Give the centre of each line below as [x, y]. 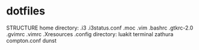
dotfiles [26, 11]
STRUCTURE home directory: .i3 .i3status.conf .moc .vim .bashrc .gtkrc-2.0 [100, 28]
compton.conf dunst [32, 40]
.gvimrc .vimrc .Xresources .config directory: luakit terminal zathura [90, 34]
